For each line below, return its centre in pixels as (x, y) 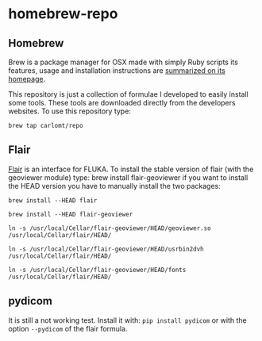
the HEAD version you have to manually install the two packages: (114, 186)
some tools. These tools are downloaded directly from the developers (122, 103)
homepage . (27, 79)
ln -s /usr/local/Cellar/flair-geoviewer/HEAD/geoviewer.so (110, 228)
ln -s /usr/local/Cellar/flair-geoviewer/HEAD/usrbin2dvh (106, 249)
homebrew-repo (63, 14)
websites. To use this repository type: (69, 111)
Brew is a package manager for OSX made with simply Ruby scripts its (123, 62)
